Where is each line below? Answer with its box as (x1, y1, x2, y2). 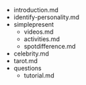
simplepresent (13, 21, 55, 28)
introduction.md (13, 6, 59, 14)
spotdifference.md (23, 42, 76, 50)
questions (13, 64, 42, 72)
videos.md (23, 27, 54, 36)
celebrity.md (13, 49, 49, 58)
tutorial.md (23, 71, 55, 80)
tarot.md (13, 57, 38, 64)
